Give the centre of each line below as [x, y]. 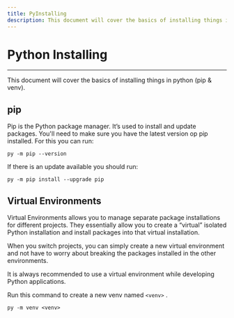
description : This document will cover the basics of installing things [115, 20]
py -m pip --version [37, 154]
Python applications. [37, 282]
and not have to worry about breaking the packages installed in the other [112, 253]
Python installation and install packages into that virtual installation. [103, 232]
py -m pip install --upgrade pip [56, 180]
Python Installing [57, 55]
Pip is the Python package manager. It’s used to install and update [102, 127]
